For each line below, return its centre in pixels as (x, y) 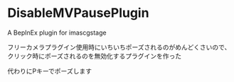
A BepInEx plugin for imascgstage (57, 33)
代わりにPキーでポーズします (50, 71)
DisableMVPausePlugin (78, 13)
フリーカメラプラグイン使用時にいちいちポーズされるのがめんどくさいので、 (119, 47)
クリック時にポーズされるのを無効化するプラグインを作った (95, 56)
